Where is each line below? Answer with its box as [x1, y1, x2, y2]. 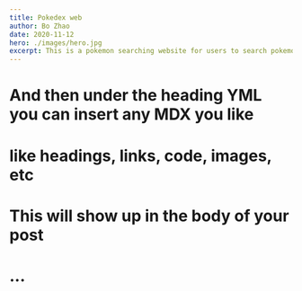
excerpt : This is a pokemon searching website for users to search [9, 47, 268, 56]
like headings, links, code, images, [9, 145, 272, 166]
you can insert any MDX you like [9, 104, 254, 125]
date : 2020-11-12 [9, 30, 75, 39]
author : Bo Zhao [9, 22, 70, 31]
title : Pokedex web [9, 13, 83, 22]
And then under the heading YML [9, 85, 262, 106]
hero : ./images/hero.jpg [9, 38, 102, 48]
